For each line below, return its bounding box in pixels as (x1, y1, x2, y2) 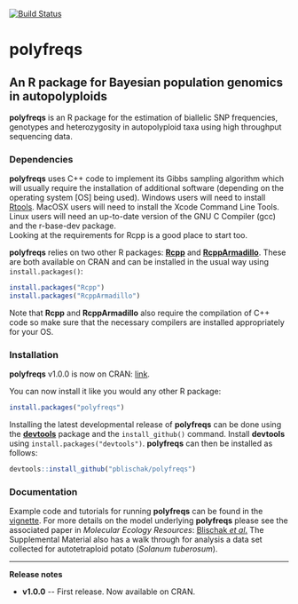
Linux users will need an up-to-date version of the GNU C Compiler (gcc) (9, 211, 277, 222)
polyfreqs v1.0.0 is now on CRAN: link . (9, 369, 151, 379)
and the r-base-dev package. (9, 220, 117, 231)
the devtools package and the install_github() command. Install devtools (9, 429, 286, 440)
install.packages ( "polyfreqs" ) (9, 403, 125, 412)
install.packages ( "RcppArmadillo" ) (9, 291, 141, 301)
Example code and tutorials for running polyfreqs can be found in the (9, 506, 263, 517)
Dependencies (9, 153, 74, 165)
